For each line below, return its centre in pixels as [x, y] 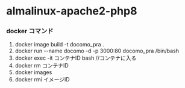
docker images [33, 72]
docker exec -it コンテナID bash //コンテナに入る [76, 58]
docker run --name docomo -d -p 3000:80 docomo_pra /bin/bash [97, 51]
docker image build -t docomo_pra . [59, 45]
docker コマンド [30, 31]
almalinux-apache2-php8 [72, 11]
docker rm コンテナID [42, 66]
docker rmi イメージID [42, 80]
